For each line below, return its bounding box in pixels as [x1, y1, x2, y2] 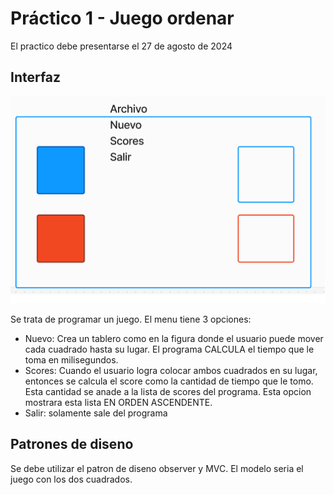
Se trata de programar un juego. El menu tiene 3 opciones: [10, 313, 252, 325]
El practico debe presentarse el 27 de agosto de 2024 [10, 40, 233, 52]
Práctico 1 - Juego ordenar [10, 7, 235, 30]
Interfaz [10, 69, 62, 86]
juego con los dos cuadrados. [10, 473, 133, 485]
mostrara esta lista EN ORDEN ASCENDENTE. [24, 396, 213, 408]
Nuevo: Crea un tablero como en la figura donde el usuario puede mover [24, 332, 324, 344]
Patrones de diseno [10, 436, 134, 453]
